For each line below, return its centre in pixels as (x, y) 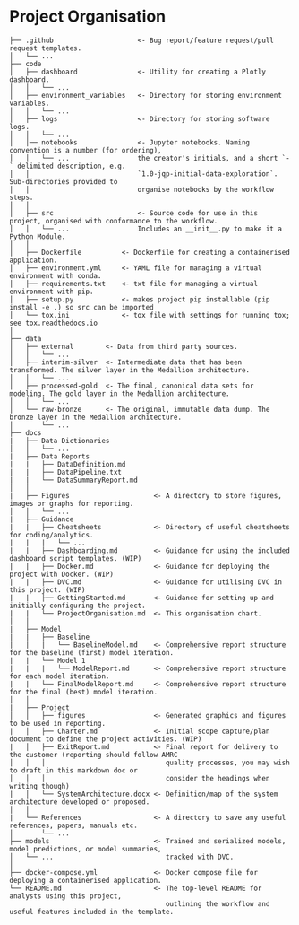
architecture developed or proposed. (80, 802)
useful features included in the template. (92, 912)
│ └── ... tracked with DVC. (122, 857)
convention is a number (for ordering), (86, 150)
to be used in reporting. (57, 723)
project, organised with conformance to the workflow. (114, 221)
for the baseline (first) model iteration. (92, 652)
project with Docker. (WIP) (62, 574)
